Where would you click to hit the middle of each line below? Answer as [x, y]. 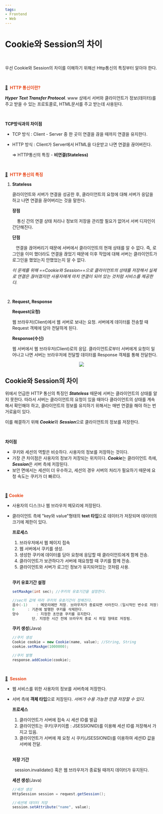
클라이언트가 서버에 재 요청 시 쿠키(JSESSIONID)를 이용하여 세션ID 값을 [87, 738]
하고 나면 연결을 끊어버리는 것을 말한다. [49, 200]
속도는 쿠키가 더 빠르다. [39, 477]
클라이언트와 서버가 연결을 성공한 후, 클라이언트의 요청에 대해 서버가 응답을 [83, 195]
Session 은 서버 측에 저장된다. [40, 464]
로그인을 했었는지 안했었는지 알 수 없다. [49, 260]
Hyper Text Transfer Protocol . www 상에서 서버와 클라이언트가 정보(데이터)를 [81, 98]
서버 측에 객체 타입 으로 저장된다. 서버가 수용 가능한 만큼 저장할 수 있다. [78, 699]
